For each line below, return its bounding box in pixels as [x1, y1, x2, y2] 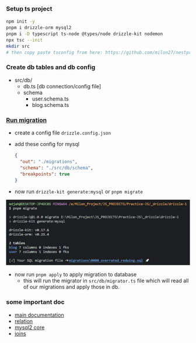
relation [14, 317, 33, 324]
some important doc [6, 298, 65, 306]
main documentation [14, 311, 64, 318]
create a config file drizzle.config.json [14, 129, 111, 136]
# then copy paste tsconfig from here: [6, 49, 103, 56]
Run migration [6, 116, 47, 124]
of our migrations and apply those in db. [23, 283, 120, 290]
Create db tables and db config [6, 63, 96, 71]
